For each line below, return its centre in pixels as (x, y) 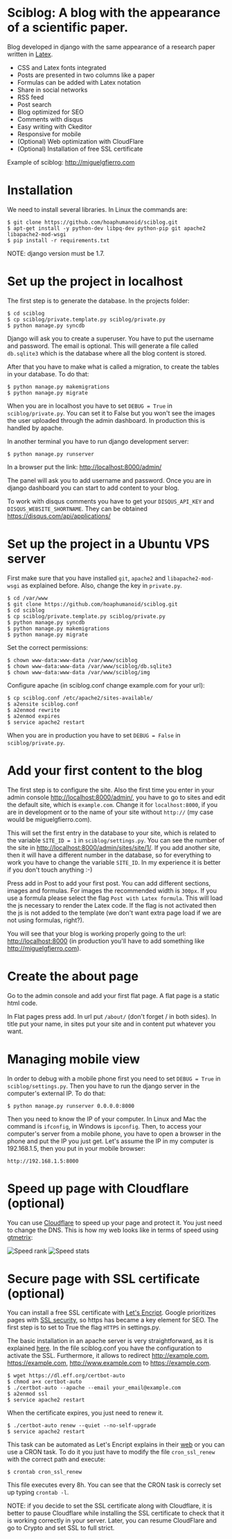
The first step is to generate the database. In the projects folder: (98, 301)
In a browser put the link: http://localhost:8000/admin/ (84, 467)
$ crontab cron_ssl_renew (44, 1472)
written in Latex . (30, 54)
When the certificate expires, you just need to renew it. (86, 1413)
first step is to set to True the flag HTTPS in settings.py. (84, 1327)
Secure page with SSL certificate (104, 1279)
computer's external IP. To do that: (56, 1093)
